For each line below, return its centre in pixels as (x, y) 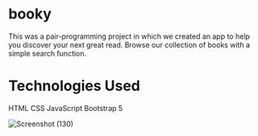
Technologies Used (75, 86)
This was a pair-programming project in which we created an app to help (129, 36)
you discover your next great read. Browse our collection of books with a (129, 44)
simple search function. (48, 53)
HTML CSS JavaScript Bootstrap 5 (66, 108)
